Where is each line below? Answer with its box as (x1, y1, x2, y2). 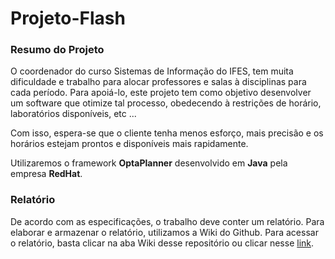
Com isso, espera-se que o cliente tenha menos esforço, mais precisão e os (10, 127, 324, 139)
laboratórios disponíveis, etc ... (10, 108, 137, 120)
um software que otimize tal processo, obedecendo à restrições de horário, (10, 97, 322, 109)
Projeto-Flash (10, 7, 126, 30)
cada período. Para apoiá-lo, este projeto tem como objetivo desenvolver (10, 87, 312, 99)
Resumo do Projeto (10, 43, 105, 57)
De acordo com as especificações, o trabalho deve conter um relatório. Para (10, 215, 325, 227)
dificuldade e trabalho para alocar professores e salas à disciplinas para (10, 76, 307, 88)
